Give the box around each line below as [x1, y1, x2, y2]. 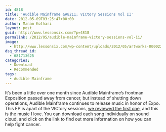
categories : [5, 58, 30, 63]
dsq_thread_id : [5, 48, 37, 53]
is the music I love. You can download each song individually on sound [5, 111, 149, 117]
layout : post [5, 26, 32, 31]
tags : [5, 72, 16, 77]
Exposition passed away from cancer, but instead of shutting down [5, 95, 141, 101]
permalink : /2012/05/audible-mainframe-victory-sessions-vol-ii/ [5, 35, 142, 40]
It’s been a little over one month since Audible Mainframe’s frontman [5, 89, 144, 95]
